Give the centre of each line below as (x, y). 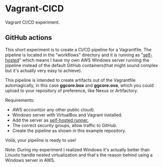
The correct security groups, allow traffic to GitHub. (65, 125)
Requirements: (20, 100)
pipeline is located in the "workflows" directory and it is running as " (74, 55)
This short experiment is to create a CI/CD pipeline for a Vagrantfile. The (78, 49)
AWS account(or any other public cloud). (53, 109)
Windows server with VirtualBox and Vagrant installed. (67, 115)
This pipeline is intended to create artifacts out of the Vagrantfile (70, 80)
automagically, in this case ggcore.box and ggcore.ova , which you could (80, 85)
